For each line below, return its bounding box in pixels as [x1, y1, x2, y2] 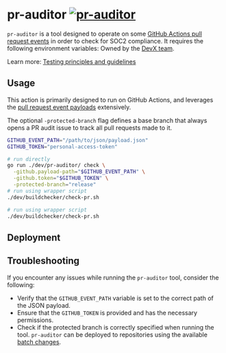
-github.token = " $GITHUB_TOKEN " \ [13, 175, 109, 182]
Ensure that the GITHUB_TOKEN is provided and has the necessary [16, 308, 197, 317]
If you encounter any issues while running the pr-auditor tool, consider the [7, 273, 219, 282]
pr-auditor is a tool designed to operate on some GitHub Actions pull [7, 30, 202, 38]
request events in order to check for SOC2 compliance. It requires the [7, 36, 204, 45]
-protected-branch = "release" [13, 181, 97, 188]
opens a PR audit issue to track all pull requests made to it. [7, 124, 173, 132]
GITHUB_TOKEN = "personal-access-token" [7, 143, 118, 150]
